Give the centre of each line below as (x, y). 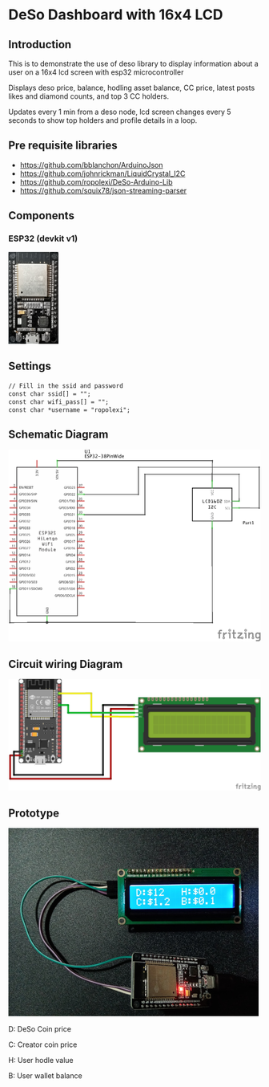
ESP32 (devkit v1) (43, 238)
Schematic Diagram (58, 435)
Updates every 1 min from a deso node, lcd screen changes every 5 (120, 112)
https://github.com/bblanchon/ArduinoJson (91, 165)
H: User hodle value (41, 1061)
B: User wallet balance (45, 1076)
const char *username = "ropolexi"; (69, 410)
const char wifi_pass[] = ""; (59, 402)
